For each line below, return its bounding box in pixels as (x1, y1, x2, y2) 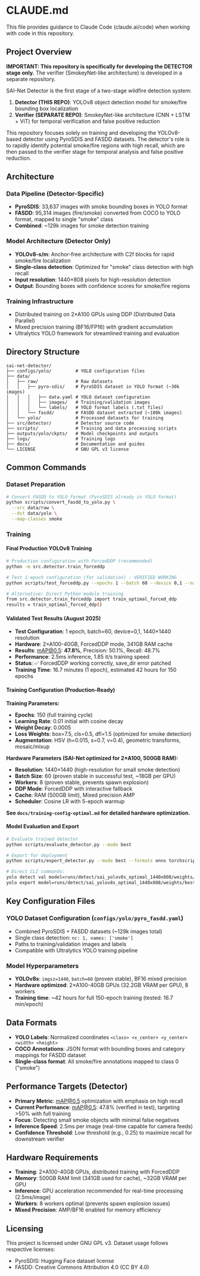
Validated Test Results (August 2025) (6, 615, 101, 622)
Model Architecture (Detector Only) (6, 237, 111, 245)
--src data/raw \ (11, 505, 55, 511)
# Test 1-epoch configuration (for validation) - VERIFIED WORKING (6, 574, 177, 580)
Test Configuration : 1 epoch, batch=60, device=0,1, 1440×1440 (14, 628, 171, 635)
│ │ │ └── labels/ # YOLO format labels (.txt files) (6, 404, 164, 410)
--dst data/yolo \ (11, 510, 58, 516)
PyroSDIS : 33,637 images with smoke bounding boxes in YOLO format (14, 203, 187, 210)
